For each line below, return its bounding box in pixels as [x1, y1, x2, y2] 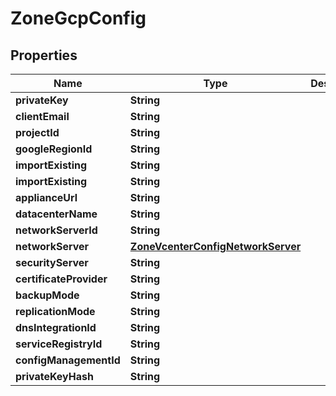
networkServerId [15, 223, 98, 237]
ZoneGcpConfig [10, 7, 147, 30]
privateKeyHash [15, 370, 94, 383]
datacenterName [15, 207, 98, 221]
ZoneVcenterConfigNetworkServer [129, 240, 302, 253]
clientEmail [15, 110, 70, 123]
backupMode [15, 288, 80, 302]
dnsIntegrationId [15, 321, 97, 334]
